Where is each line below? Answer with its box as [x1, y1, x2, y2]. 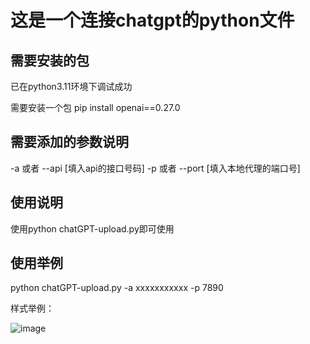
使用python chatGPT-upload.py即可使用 [10, 222, 175, 235]
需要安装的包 [10, 52, 90, 69]
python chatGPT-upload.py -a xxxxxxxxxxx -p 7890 [10, 282, 224, 294]
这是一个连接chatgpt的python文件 [10, 9, 295, 32]
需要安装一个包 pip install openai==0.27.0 [10, 102, 181, 113]
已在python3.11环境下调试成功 [10, 81, 133, 92]
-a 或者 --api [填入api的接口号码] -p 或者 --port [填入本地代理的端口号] [10, 162, 301, 174]
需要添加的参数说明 [10, 134, 129, 151]
